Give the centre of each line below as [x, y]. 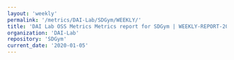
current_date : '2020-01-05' [48, 46]
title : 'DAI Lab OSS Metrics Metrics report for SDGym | [92, 26]
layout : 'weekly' [32, 13]
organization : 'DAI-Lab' [43, 33]
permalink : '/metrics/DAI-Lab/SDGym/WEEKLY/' [74, 20]
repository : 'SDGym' [37, 39]
